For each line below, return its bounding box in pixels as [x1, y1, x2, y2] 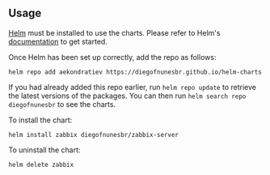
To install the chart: [8, 115, 73, 125]
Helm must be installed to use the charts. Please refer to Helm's [8, 28, 221, 37]
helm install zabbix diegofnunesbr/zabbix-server [8, 130, 179, 139]
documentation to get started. [8, 36, 108, 46]
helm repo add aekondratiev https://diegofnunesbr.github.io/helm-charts [8, 68, 263, 76]
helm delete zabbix [8, 160, 74, 169]
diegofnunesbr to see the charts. [8, 99, 116, 109]
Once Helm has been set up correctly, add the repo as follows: [8, 52, 217, 62]
